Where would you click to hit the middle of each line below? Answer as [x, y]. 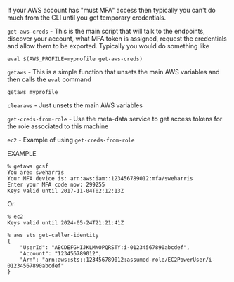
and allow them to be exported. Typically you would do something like [108, 46]
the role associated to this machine [58, 126]
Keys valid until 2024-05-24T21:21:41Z [66, 223]
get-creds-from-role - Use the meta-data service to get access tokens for [115, 119]
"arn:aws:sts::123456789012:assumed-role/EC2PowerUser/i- [129, 260]
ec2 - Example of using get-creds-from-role [71, 140]
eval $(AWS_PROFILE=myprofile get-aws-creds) [75, 59]
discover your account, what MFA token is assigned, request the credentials [117, 39]
